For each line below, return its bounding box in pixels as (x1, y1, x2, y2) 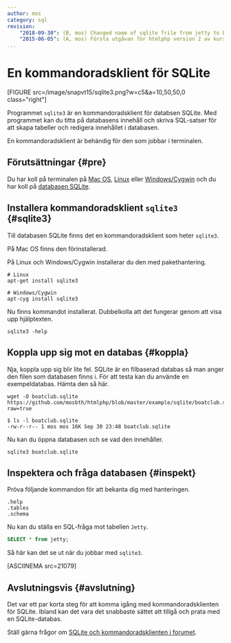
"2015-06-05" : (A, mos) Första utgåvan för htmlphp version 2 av (19, 36, 211, 43)
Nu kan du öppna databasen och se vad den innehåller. (7, 435, 164, 443)
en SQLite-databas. (7, 615, 63, 623)
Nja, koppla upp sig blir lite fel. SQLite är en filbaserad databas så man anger (7, 365, 224, 373)
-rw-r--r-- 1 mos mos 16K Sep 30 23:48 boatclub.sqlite (7, 423, 170, 430)
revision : (7, 23, 36, 30)
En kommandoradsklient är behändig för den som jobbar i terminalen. (7, 137, 203, 145)
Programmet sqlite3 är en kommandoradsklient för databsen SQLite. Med (7, 109, 217, 117)
